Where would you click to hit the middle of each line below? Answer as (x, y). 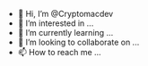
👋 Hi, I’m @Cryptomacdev (65, 14)
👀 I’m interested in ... (56, 23)
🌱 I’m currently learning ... (65, 33)
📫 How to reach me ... (59, 52)
